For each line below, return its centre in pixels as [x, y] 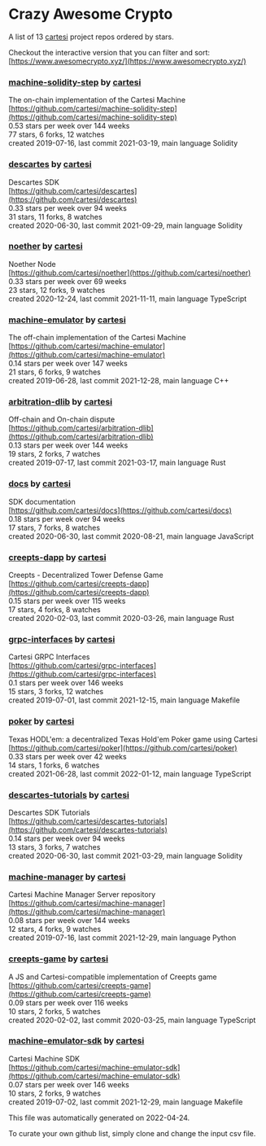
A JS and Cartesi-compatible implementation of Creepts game [113, 977]
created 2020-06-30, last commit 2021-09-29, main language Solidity [126, 225]
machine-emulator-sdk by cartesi [76, 1041]
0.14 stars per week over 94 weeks [67, 838]
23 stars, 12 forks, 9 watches [57, 290]
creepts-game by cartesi [58, 959]
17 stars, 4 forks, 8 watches [55, 610]
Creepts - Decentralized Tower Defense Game [86, 575]
